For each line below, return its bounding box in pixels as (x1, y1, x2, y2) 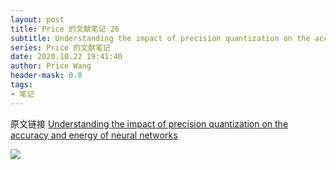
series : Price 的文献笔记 (10, 42, 111, 53)
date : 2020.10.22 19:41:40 (10, 52, 123, 62)
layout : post (10, 14, 65, 25)
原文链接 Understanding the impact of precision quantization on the (10, 117, 289, 130)
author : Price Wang (10, 61, 92, 71)
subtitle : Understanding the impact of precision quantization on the (10, 33, 311, 43)
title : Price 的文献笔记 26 (10, 24, 120, 34)
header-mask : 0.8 (10, 71, 83, 81)
